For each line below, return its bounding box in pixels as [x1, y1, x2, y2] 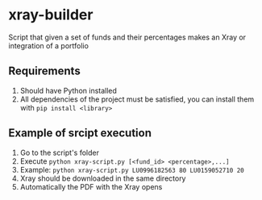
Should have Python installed [19, 85, 117, 95]
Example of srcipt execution [8, 127, 152, 140]
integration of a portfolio [8, 40, 89, 50]
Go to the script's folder [19, 148, 99, 157]
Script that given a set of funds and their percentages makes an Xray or [8, 32, 247, 42]
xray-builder [8, 6, 94, 24]
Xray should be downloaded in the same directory [19, 173, 186, 183]
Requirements [8, 65, 81, 78]
